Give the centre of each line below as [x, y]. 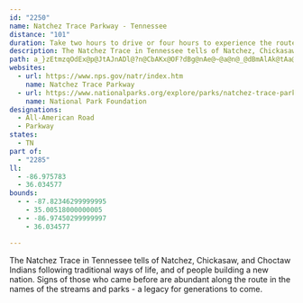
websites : [28, 68]
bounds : [24, 193]
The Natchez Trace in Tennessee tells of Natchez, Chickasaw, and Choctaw [150, 260]
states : [24, 135]
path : [19, 59]
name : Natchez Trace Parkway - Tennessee [88, 26]
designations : [36, 110]
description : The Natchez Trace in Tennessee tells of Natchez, [133, 51]
